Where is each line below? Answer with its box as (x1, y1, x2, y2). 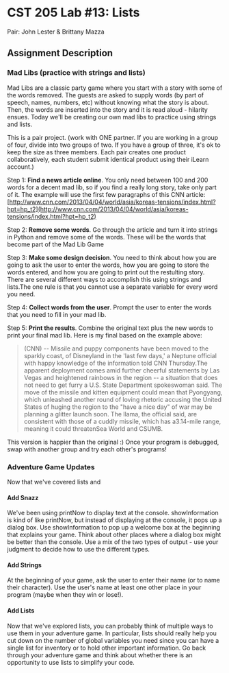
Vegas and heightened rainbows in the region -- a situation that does (23, 373, 218, 381)
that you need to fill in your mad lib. (7, 310, 107, 318)
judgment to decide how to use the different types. (7, 545, 150, 554)
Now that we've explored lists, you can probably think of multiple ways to (7, 622, 213, 630)
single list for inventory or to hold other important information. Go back (7, 644, 206, 652)
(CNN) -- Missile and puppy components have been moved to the (23, 344, 209, 353)
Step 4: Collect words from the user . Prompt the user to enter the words (7, 303, 212, 311)
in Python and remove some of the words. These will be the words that (7, 233, 206, 241)
